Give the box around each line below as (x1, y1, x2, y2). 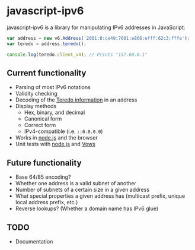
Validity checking (15, 90, 58, 97)
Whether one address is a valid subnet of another (15, 180, 136, 187)
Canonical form (24, 115, 62, 122)
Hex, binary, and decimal (24, 109, 85, 116)
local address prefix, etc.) (15, 199, 78, 206)
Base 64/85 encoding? (15, 173, 71, 181)
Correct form (24, 122, 56, 129)
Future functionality (7, 157, 82, 167)
